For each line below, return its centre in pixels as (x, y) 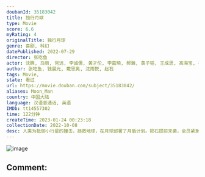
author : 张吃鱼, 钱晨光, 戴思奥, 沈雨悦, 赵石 (60, 69)
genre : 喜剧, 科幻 (28, 46)
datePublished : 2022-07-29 (41, 52)
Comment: (27, 168)
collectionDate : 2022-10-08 (42, 126)
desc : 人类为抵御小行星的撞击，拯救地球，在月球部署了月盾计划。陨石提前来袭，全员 (99, 131)
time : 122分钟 (23, 114)
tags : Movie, (23, 74)
